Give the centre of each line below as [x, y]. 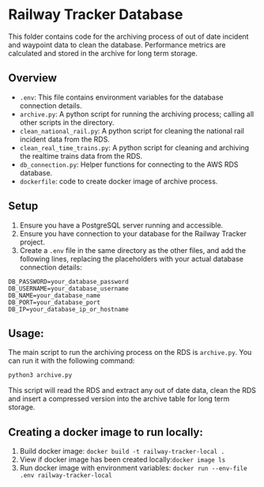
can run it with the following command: [72, 361]
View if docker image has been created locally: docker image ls [123, 459]
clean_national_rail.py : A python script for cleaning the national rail [132, 130]
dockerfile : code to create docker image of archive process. [119, 181]
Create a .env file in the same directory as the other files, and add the [133, 250]
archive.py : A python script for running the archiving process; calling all [137, 114]
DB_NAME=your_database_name [55, 295]
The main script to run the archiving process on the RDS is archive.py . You [130, 353]
